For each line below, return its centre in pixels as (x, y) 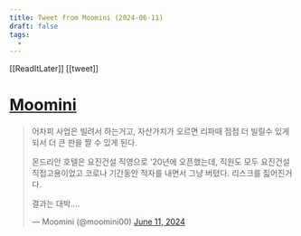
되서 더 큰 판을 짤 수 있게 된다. (84, 143)
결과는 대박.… (56, 203)
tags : (19, 34)
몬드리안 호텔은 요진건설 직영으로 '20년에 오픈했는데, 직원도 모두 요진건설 (161, 162)
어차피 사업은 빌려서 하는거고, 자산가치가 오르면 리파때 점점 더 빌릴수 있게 (160, 131)
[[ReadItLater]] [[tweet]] (54, 69)
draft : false (34, 26)
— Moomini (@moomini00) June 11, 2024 (108, 222)
